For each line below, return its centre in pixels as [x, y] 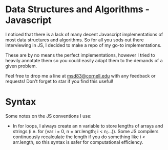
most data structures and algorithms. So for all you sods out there [75, 40]
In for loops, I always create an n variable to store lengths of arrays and [88, 126]
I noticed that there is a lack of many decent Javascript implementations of [84, 34]
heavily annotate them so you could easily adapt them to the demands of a [84, 60]
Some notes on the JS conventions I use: [48, 116]
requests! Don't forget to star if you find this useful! [59, 81]
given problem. [21, 66]
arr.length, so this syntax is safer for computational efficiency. [78, 142]
